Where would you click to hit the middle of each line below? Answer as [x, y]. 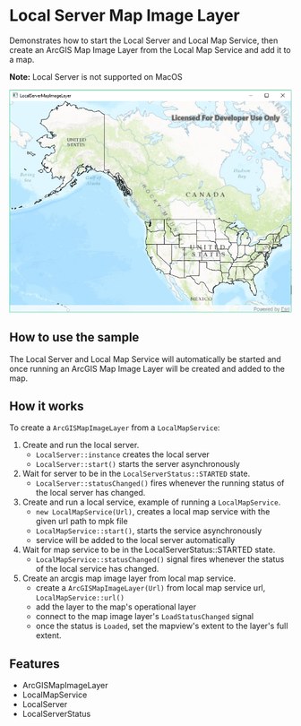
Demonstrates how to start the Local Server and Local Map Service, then [144, 40]
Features [34, 664]
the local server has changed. [90, 493]
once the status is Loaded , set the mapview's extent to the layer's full [162, 626]
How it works [47, 406]
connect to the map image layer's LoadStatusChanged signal [144, 617]
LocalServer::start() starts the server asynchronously [138, 464]
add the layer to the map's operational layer [116, 607]
